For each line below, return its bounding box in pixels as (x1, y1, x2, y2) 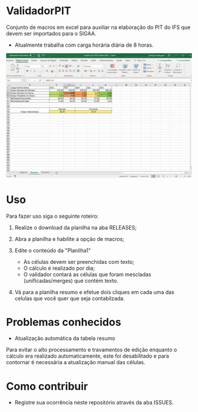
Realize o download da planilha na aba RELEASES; (14, 224, 137, 231)
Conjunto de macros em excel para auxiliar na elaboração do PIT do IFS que (6, 24, 191, 31)
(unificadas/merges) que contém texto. (23, 277, 119, 284)
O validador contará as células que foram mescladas (23, 270, 151, 278)
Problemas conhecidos (6, 315, 121, 329)
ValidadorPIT (6, 4, 71, 18)
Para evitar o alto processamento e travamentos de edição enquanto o (6, 346, 177, 354)
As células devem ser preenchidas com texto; (23, 258, 134, 265)
